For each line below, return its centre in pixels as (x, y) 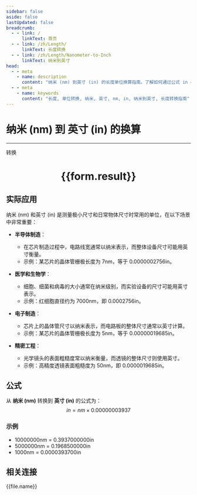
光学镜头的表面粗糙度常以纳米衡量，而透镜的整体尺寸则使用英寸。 (103, 358)
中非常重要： (21, 222)
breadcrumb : (21, 28)
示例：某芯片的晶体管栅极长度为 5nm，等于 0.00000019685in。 (100, 333)
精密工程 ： (28, 346)
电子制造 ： (28, 313)
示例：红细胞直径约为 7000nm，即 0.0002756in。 (84, 301)
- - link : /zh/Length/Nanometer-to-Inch (61, 55)
